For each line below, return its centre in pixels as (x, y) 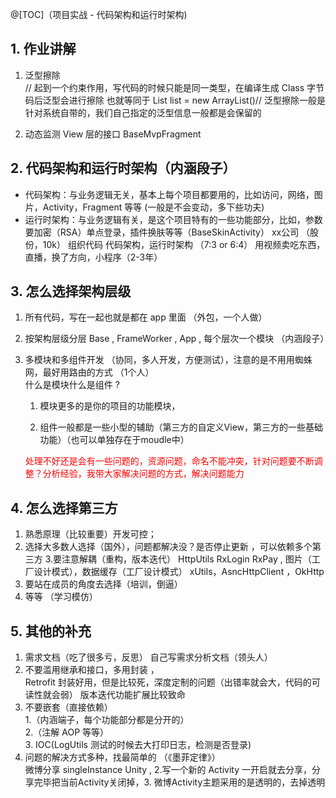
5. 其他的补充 (51, 631)
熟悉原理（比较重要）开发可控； (90, 534)
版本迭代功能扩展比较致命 (132, 695)
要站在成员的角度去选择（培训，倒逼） (103, 584)
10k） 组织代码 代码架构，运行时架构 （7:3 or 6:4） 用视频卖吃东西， (184, 244)
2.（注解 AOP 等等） (67, 732)
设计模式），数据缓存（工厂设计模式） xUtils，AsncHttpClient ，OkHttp (179, 572)
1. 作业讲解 (43, 49)
